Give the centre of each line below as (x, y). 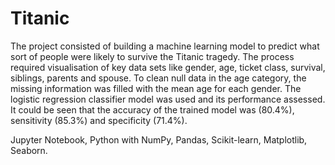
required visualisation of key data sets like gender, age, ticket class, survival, (168, 67)
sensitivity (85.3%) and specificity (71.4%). (99, 120)
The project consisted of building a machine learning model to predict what (165, 46)
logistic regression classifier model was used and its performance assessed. (168, 99)
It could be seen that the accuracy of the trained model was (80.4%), (152, 109)
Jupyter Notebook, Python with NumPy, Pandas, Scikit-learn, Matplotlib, (159, 139)
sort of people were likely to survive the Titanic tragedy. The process (152, 56)
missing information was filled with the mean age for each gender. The (156, 88)
